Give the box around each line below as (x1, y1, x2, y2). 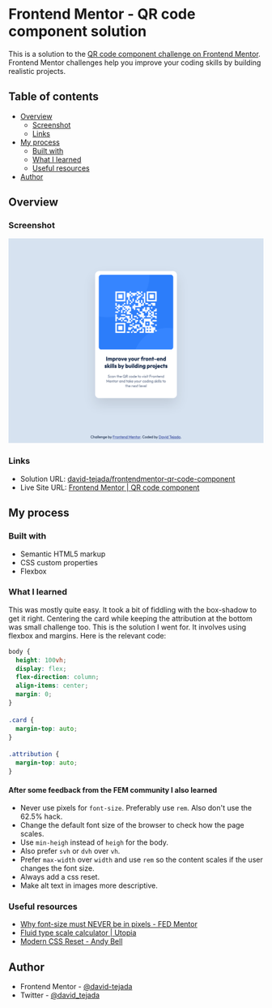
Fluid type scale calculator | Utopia (19, 928, 137, 938)
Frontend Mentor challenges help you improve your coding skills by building (8, 58, 261, 67)
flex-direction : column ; (15, 673, 100, 681)
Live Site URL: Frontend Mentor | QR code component (19, 482, 200, 492)
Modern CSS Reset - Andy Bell (19, 937, 123, 946)
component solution (8, 22, 147, 41)
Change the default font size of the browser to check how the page (19, 820, 244, 830)
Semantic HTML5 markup (19, 549, 106, 559)
